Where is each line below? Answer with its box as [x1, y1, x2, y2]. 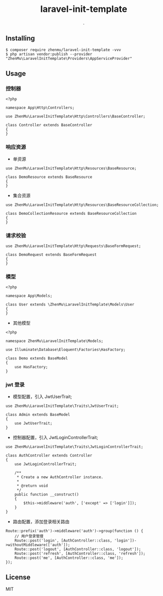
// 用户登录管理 [14, 534, 44, 539]
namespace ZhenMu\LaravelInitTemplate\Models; [5, 339, 104, 344]
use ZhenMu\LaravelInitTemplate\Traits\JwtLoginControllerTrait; [5, 444, 143, 449]
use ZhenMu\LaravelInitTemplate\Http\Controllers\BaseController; [5, 114, 146, 119]
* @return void [16, 483, 49, 488]
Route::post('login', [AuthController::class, [14, 538, 112, 543]
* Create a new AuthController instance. [16, 474, 104, 480]
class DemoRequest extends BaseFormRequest [5, 252, 97, 257]
